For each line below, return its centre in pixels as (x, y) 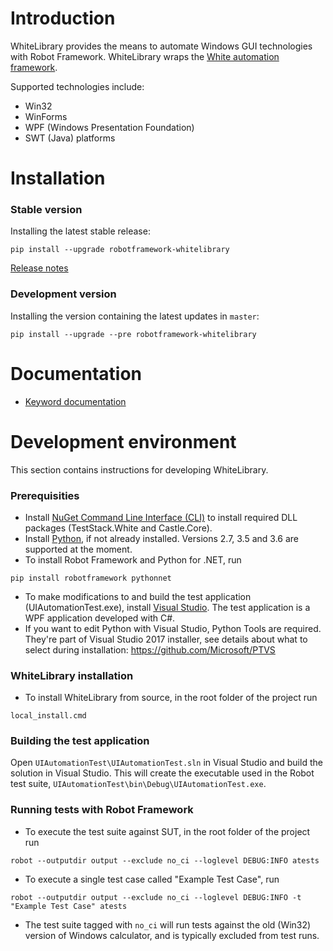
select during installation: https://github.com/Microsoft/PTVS (150, 649)
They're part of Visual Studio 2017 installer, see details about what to (166, 639)
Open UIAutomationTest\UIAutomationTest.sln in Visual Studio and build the (166, 763)
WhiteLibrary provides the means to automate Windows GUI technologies (161, 46)
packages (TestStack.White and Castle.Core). (118, 528)
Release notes (39, 268)
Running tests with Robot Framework (102, 810)
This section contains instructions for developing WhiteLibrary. (139, 469)
